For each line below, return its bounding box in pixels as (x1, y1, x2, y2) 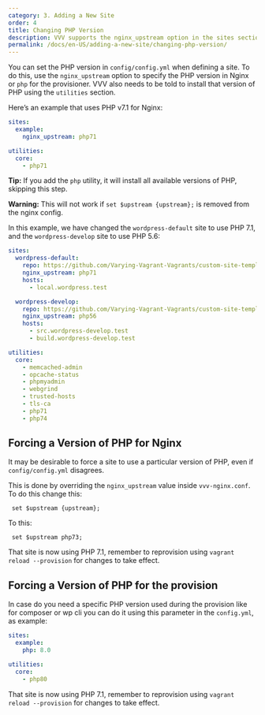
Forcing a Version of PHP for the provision (8, 579, 218, 592)
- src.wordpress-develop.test (28, 327, 129, 335)
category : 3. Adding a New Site (8, 11, 114, 20)
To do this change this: (8, 490, 83, 499)
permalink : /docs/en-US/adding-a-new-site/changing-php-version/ (8, 41, 227, 49)
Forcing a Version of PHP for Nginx (8, 437, 182, 450)
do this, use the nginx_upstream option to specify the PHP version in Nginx (8, 71, 249, 80)
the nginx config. (8, 208, 63, 218)
